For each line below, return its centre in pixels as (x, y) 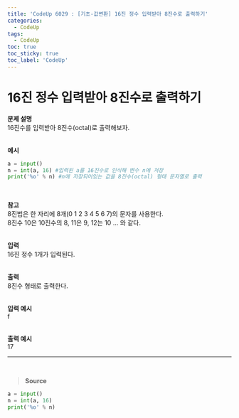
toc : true (22, 47)
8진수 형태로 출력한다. (38, 286)
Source (36, 381)
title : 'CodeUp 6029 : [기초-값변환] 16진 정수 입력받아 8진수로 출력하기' (108, 14)
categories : (25, 21)
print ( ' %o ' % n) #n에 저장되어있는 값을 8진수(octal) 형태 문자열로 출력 (105, 177)
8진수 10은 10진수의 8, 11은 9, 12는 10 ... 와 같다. (74, 223)
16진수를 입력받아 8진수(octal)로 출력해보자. (69, 127)
